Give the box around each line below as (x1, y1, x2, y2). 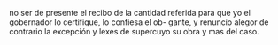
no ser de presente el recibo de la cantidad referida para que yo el (9, 8, 251, 18)
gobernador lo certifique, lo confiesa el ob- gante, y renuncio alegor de (9, 17, 269, 27)
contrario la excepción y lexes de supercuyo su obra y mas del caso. (9, 26, 259, 36)
